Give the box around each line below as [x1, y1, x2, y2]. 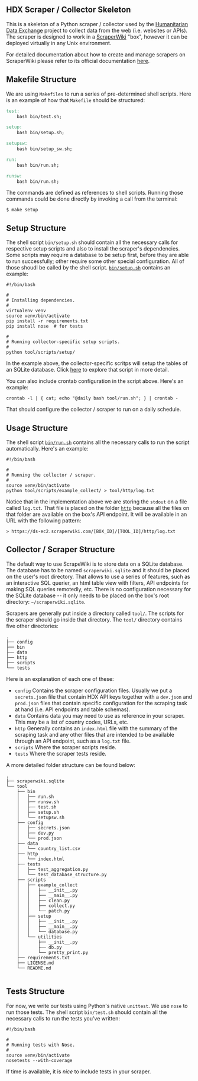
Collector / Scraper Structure [6, 544, 115, 554]
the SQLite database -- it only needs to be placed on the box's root [6, 592, 170, 599]
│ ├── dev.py [17, 830, 54, 836]
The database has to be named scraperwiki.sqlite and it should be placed [6, 566, 190, 573]
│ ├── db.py [17, 944, 62, 950]
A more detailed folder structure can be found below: [6, 761, 135, 768]
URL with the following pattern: [6, 517, 82, 524]
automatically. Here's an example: [6, 445, 89, 452]
